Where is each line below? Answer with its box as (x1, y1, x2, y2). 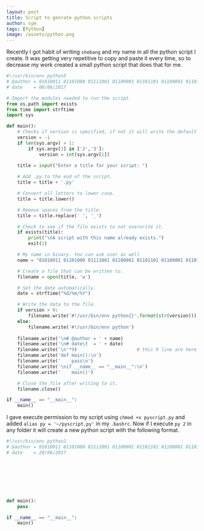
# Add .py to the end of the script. (17, 174, 113, 180)
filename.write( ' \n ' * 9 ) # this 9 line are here (17, 347, 197, 353)
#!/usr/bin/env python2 (6, 439, 67, 445)
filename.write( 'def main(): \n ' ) (17, 352, 102, 359)
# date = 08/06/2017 (6, 84, 67, 90)
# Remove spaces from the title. (17, 207, 102, 213)
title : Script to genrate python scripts (6, 15, 113, 21)
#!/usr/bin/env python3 (6, 73, 67, 79)
